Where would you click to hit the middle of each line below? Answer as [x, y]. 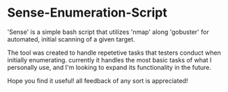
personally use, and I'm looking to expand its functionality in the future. [109, 67]
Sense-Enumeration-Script [87, 13]
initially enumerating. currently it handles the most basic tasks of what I [109, 59]
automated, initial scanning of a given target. [71, 39]
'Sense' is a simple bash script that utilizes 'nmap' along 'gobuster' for [108, 32]
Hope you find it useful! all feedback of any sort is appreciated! [98, 80]
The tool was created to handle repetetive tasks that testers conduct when [114, 53]
